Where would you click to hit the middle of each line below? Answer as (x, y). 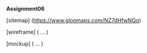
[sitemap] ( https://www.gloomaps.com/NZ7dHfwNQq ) (73, 20)
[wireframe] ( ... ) (27, 32)
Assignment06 (25, 9)
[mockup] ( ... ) (25, 44)
